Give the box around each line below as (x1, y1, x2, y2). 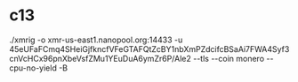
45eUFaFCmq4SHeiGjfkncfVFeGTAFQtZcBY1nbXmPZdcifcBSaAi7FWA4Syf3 (9, 43, 290, 54)
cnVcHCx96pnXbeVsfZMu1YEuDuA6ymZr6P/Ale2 (9, 53, 191, 63)
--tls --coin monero (192, 53, 265, 63)
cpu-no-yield (9, 63, 58, 73)
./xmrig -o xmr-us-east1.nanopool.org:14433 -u (9, 34, 183, 45)
